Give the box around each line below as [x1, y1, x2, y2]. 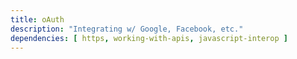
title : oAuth [10, 14, 65, 25]
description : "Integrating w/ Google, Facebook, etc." [10, 24, 244, 34]
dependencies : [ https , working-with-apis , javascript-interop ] [10, 33, 288, 43]
